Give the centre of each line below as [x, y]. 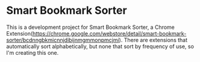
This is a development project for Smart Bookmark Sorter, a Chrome [90, 27]
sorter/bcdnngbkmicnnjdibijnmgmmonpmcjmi [63, 40]
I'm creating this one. [33, 52]
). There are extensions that [153, 40]
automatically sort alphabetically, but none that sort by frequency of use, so [100, 46]
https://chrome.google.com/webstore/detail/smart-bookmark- [109, 33]
